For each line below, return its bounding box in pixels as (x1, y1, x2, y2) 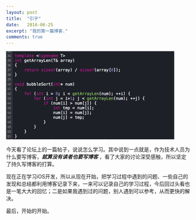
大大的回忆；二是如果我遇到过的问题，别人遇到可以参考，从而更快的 (21, 188, 185, 195)
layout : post (6, 9, 38, 15)
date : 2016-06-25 (6, 22, 54, 27)
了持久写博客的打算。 (6, 161, 57, 168)
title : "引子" (6, 15, 41, 22)
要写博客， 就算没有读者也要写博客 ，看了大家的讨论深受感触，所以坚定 (16, 153, 187, 160)
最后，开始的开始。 (6, 208, 52, 215)
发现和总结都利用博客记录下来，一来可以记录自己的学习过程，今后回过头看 (6, 180, 185, 187)
